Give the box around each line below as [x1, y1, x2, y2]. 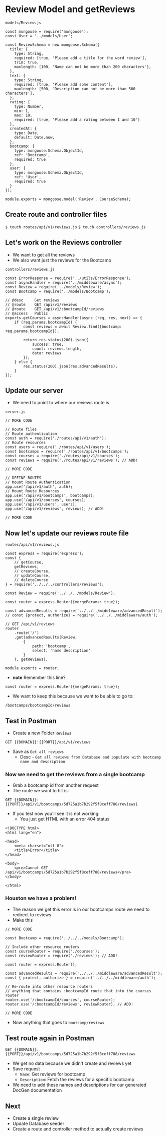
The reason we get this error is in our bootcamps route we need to [12, 906, 150, 912]
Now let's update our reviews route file [5, 529, 129, 537]
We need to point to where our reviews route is [12, 400, 109, 406]
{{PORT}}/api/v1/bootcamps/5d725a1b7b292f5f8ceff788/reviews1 [5, 802, 138, 807]
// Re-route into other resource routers [5, 984, 93, 989]
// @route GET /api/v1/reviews [5, 302, 78, 307]
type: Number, [14, 104, 44, 109]
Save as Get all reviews [12, 748, 64, 754]
